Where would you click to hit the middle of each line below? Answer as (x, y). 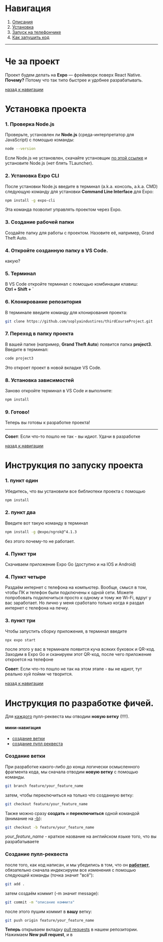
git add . (15, 884)
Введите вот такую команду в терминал (47, 523)
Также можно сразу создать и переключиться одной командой (72, 813)
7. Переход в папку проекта (39, 334)
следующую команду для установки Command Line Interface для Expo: (79, 192)
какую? (13, 261)
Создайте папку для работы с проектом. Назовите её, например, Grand (80, 233)
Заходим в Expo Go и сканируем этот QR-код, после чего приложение (78, 655)
